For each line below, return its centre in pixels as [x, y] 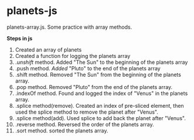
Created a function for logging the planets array [73, 56]
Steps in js [20, 38]
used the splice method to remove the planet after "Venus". [87, 112]
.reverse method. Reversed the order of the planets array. [84, 124]
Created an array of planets [48, 49]
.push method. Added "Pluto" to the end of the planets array [88, 68]
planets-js [32, 11]
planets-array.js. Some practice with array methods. [69, 27]
